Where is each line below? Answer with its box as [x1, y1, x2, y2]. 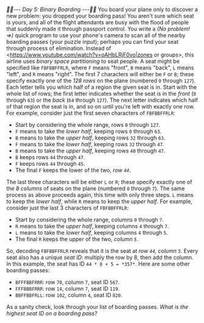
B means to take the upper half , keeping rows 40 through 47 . [15, 147, 166, 154]
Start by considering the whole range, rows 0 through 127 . [15, 121, 160, 128]
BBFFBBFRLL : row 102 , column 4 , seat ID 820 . [15, 291, 123, 299]
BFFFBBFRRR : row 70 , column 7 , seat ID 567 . [15, 279, 120, 286]
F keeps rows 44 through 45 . [15, 160, 85, 167]
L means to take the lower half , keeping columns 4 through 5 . [15, 229, 169, 236]
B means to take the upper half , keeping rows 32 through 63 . [15, 134, 166, 141]
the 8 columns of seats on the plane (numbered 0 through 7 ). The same [6, 185, 185, 192]
